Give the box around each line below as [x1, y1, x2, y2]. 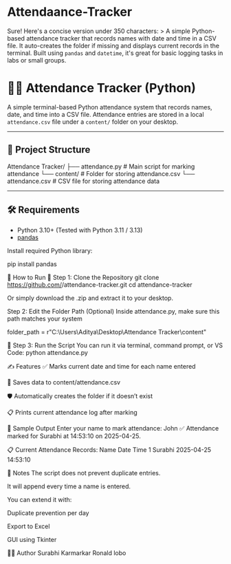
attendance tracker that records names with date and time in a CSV [26, 34, 217, 42]
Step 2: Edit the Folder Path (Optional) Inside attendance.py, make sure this [7, 307, 220, 315]
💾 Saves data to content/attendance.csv [7, 378, 121, 386]
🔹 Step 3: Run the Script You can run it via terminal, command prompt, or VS [7, 341, 223, 349]
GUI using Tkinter [7, 535, 57, 543]
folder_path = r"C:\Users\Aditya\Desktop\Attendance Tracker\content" [7, 327, 207, 336]
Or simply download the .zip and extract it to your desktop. [7, 294, 174, 302]
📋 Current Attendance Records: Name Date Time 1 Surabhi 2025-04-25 [7, 445, 212, 454]
